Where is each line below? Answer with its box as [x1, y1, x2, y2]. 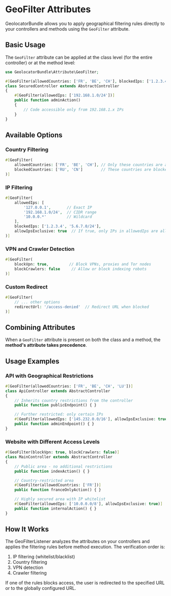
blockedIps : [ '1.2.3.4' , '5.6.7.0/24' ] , [14, 224, 101, 229]
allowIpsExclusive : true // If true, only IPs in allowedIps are [14, 228, 158, 234]
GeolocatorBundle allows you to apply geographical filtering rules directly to [5, 20, 165, 27]
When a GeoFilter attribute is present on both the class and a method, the [5, 336, 161, 343]
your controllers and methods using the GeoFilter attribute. [5, 25, 130, 32]
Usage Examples [5, 357, 60, 366]
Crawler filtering [12, 570, 47, 576]
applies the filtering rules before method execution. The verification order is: [5, 544, 165, 550]
